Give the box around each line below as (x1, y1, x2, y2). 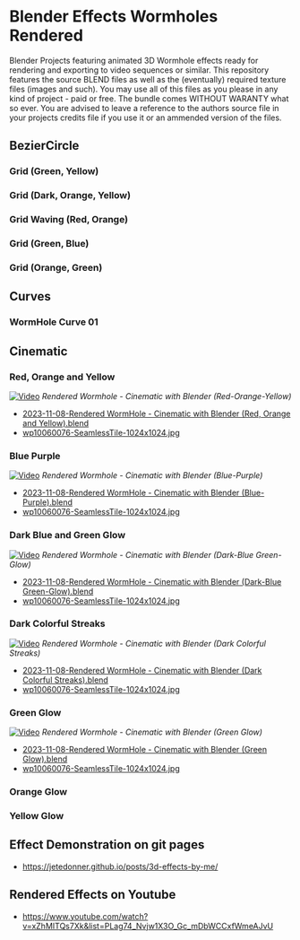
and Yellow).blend (21, 417, 90, 428)
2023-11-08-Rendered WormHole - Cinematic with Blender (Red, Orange (21, 408, 291, 419)
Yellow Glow (9, 809, 64, 822)
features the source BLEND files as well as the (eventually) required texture (9, 74, 287, 84)
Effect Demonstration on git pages (9, 837, 205, 853)
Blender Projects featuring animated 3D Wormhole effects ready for (9, 55, 259, 65)
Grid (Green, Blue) (9, 238, 90, 250)
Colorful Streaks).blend (21, 675, 109, 685)
